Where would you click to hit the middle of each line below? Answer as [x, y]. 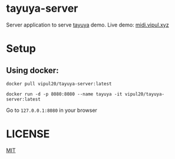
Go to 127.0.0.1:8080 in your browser [52, 110]
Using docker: [32, 70]
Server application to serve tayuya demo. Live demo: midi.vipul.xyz [87, 25]
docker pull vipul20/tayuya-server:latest [59, 84]
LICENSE [28, 134]
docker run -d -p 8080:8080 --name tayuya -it [64, 94]
